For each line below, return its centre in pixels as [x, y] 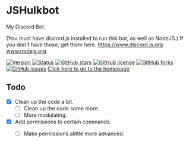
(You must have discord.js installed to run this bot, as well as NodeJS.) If [95, 38]
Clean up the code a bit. [44, 101]
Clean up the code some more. [62, 108]
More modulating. [45, 115]
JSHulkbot [33, 10]
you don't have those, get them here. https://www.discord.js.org [85, 45]
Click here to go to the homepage [88, 68]
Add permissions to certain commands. [63, 122]
